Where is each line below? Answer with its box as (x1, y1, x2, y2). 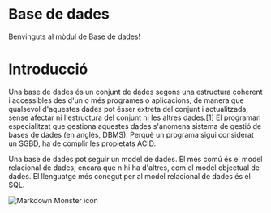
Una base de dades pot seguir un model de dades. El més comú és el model (8, 154, 263, 164)
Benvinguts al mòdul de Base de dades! (8, 32, 141, 41)
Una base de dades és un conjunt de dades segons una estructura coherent (8, 87, 263, 96)
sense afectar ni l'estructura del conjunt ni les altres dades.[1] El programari (8, 113, 261, 122)
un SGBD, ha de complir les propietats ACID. (8, 138, 157, 148)
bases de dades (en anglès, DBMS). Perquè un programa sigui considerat (8, 130, 254, 139)
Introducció (8, 60, 88, 79)
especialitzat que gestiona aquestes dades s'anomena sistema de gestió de (8, 121, 262, 130)
